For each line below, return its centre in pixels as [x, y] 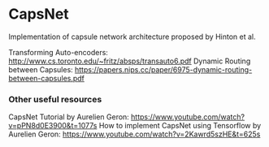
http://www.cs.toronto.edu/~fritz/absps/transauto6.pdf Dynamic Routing [130, 61]
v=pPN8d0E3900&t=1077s [53, 126]
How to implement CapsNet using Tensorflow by [180, 126]
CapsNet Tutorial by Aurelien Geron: [69, 117]
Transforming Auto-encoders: [58, 52]
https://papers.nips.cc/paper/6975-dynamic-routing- [163, 69]
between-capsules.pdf [47, 78]
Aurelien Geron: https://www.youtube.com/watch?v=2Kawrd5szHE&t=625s [134, 134]
